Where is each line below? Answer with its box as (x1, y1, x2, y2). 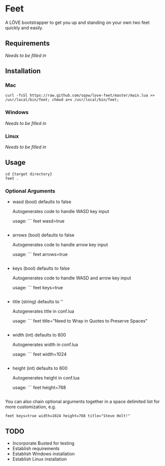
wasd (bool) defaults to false (12, 199, 71, 205)
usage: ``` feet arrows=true (12, 251, 68, 257)
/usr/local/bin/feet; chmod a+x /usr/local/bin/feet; (5, 98, 120, 103)
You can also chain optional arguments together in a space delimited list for (5, 399, 160, 405)
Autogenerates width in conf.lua (12, 342, 78, 348)
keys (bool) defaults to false (12, 265, 70, 271)
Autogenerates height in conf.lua (12, 375, 80, 381)
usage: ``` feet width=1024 (12, 351, 67, 357)
